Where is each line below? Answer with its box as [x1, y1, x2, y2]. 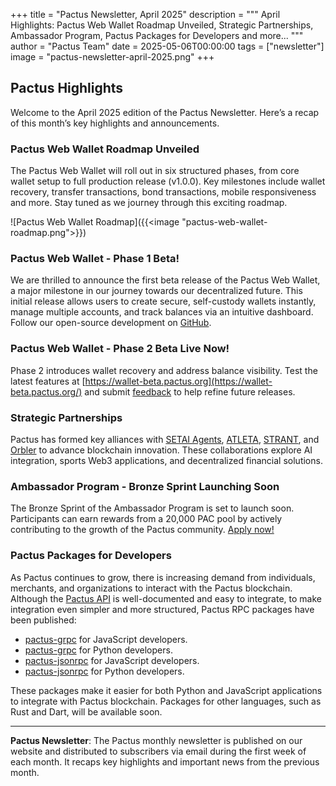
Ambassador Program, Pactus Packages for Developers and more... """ [10, 30, 304, 41]
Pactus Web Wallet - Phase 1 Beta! [10, 252, 180, 266]
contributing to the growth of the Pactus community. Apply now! [10, 524, 275, 536]
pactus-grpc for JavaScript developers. [24, 633, 188, 645]
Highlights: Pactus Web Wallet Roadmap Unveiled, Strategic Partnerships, [10, 19, 314, 31]
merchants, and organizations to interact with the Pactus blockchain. [10, 582, 293, 594]
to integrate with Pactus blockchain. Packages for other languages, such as [10, 695, 322, 707]
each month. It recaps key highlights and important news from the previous [10, 755, 320, 768]
